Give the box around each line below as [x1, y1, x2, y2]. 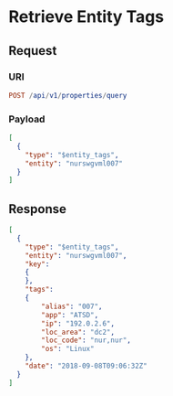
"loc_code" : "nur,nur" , [41, 336, 131, 345]
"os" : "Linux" [41, 345, 95, 354]
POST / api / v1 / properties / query [8, 91, 127, 100]
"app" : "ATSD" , [41, 310, 99, 319]
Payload [8, 112, 46, 125]
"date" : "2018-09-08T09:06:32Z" [25, 361, 148, 371]
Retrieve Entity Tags [8, 6, 165, 27]
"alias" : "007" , [41, 302, 103, 311]
